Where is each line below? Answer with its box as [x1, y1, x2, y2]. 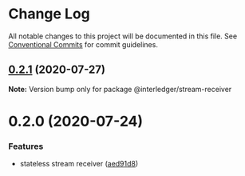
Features [8, 141, 44, 152]
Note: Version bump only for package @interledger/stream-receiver [8, 84, 232, 94]
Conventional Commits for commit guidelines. [8, 39, 158, 49]
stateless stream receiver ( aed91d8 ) [19, 159, 139, 169]
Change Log [8, 5, 90, 23]
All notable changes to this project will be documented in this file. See [8, 31, 238, 41]
